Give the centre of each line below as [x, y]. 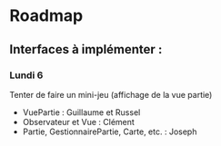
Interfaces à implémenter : [86, 49]
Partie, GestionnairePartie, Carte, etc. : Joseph [110, 131]
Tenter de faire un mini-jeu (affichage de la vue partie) [111, 94]
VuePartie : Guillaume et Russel [81, 112]
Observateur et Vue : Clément [78, 122]
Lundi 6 [26, 75]
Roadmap [46, 16]
